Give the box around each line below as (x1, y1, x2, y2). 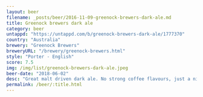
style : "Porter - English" (6, 54, 74, 60)
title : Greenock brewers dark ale (6, 20, 94, 26)
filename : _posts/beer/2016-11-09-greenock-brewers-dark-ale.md (6, 14, 172, 20)
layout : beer (6, 8, 39, 15)
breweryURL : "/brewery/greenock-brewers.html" (6, 48, 126, 54)
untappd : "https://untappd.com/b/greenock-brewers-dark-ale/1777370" (6, 31, 185, 37)
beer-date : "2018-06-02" (6, 70, 69, 77)
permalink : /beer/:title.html (6, 82, 83, 88)
